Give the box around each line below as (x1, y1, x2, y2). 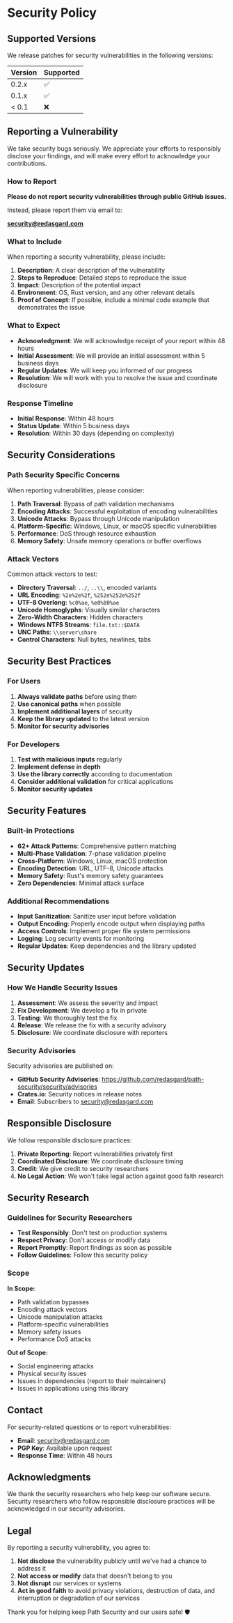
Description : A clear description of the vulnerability (17, 266, 166, 275)
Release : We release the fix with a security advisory (17, 1020, 167, 1029)
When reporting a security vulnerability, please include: (7, 252, 166, 261)
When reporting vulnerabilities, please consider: (7, 486, 145, 495)
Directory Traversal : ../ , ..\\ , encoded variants (17, 583, 157, 591)
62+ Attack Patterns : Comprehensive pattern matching (17, 842, 177, 850)
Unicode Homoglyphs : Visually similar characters (17, 605, 161, 614)
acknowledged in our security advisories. (7, 1504, 126, 1513)
